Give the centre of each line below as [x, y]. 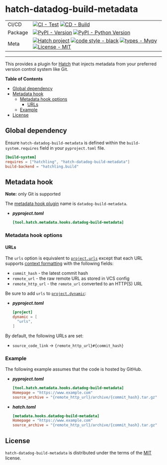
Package [18, 32]
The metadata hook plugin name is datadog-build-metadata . [66, 204]
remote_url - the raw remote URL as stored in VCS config [71, 278]
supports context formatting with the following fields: [59, 263]
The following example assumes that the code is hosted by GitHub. [74, 369]
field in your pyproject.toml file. [72, 148]
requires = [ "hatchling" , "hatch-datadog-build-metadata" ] [68, 162]
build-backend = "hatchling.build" [42, 166]
